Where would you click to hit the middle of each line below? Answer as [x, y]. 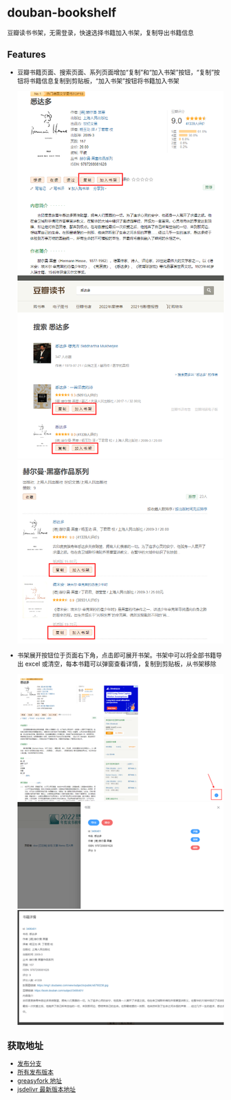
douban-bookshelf [62, 13]
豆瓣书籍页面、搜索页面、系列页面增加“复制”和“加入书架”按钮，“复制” [115, 72]
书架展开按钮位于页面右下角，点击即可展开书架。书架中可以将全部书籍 [117, 655]
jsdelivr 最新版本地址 [46, 1090]
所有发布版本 [35, 1072]
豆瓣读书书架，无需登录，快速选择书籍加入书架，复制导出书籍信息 [100, 32]
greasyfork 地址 [40, 1081]
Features [26, 55]
